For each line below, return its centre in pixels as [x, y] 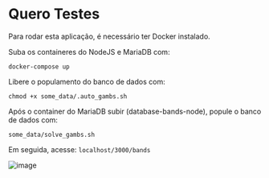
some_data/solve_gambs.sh [51, 135]
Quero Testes [54, 14]
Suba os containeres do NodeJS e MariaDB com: [89, 52]
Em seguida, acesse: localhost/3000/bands [79, 149]
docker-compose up [39, 66]
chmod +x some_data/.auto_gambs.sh [68, 96]
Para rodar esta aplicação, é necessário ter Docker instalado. [109, 36]
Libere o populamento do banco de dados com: [87, 81]
